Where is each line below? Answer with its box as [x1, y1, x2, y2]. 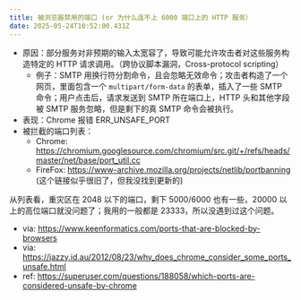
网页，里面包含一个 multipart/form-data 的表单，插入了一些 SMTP [35, 81, 283, 91]
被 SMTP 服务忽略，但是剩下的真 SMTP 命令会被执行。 [35, 103, 239, 114]
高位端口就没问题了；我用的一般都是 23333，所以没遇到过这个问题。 [24, 205, 279, 216]
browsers [21, 232, 58, 243]
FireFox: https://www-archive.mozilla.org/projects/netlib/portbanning [35, 164, 291, 175]
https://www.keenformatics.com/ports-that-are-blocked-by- [37, 223, 262, 234]
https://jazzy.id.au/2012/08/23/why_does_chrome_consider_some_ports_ [21, 252, 292, 262]
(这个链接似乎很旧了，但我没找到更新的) [35, 175, 184, 185]
